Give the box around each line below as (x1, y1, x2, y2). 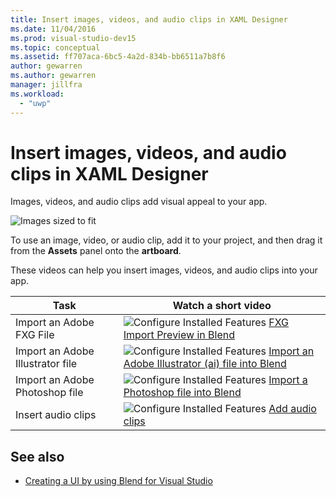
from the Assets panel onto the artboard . (10, 245, 182, 257)
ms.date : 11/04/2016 (10, 24, 97, 34)
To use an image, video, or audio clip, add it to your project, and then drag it (10, 234, 323, 246)
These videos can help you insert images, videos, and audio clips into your (10, 264, 318, 276)
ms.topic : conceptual (10, 42, 101, 53)
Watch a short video (172, 299, 272, 313)
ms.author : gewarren (10, 71, 97, 81)
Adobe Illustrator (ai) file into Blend (123, 357, 287, 371)
